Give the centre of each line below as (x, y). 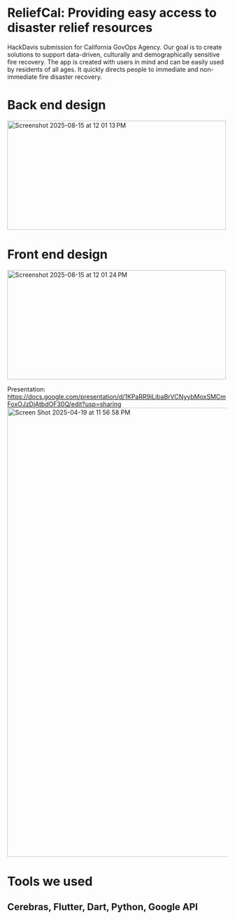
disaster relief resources (80, 28)
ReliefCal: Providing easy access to (112, 13)
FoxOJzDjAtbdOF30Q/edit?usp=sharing (64, 404)
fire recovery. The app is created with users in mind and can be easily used (116, 62)
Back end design (57, 105)
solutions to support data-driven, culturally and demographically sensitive (114, 55)
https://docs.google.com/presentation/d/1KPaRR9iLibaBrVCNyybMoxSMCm (116, 396)
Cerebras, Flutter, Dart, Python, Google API (102, 907)
